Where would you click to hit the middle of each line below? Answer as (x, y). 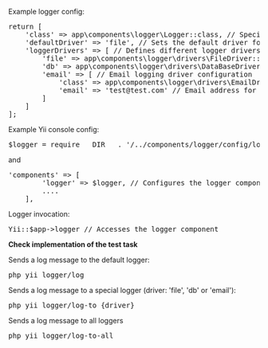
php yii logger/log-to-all (61, 336)
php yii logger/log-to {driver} (71, 305)
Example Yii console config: (54, 129)
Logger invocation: (39, 214)
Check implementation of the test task (73, 244)
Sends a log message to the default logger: (79, 260)
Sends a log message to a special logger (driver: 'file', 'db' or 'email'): (122, 290)
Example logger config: (47, 12)
